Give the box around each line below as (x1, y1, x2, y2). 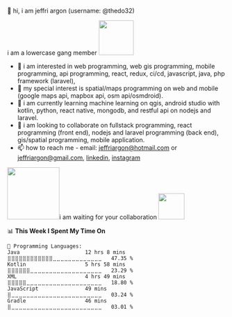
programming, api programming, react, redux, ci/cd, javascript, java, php (17, 69, 225, 78)
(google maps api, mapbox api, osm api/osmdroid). (17, 92, 163, 100)
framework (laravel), (17, 77, 76, 85)
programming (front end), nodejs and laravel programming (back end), (17, 128, 219, 137)
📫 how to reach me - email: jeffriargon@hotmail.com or (17, 144, 177, 152)
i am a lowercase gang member (7, 49, 97, 57)
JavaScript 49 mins (7, 285, 108, 292)
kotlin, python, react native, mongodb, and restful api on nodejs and (17, 106, 212, 114)
